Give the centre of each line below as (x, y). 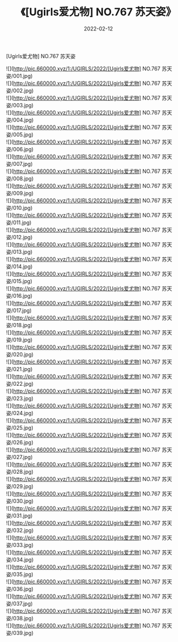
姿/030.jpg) (20, 501)
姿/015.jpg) (19, 281)
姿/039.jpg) (20, 633)
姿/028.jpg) (20, 471)
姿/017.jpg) (19, 310)
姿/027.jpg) (20, 457)
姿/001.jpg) (20, 76)
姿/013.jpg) (19, 252)
